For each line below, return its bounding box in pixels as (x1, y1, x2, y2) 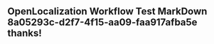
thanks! (7, 27, 43, 39)
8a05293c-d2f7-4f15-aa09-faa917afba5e (7, 17, 198, 29)
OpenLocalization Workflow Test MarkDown (7, 6, 208, 17)
